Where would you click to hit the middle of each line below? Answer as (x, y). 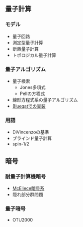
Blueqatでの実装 (29, 106)
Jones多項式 (33, 87)
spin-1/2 (21, 144)
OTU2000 (23, 220)
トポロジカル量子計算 (34, 55)
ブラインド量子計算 (32, 138)
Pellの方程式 (32, 93)
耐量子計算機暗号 (26, 176)
